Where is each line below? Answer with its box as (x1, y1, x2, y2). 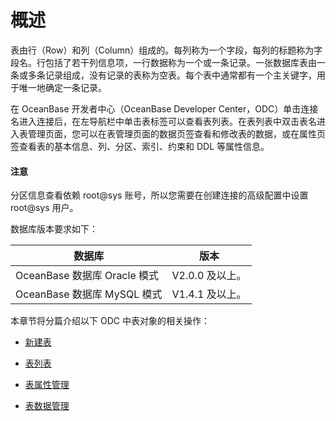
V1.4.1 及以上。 (171, 287, 247, 301)
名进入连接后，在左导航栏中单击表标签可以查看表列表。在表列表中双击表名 (10, 115, 317, 127)
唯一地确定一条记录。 (18, 81, 107, 93)
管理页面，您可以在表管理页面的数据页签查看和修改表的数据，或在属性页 (27, 127, 326, 140)
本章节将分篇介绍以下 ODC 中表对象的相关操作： (10, 315, 210, 327)
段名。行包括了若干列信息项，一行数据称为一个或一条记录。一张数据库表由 (10, 56, 317, 68)
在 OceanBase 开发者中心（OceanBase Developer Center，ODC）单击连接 (10, 102, 319, 115)
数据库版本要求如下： (10, 223, 98, 235)
